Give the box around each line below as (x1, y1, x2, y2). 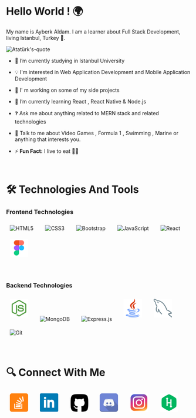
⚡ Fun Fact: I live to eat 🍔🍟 (14, 148, 79, 155)
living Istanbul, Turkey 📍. (6, 34, 66, 41)
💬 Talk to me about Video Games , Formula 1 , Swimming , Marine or (14, 129, 179, 136)
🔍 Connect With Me (6, 366, 106, 379)
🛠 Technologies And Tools (6, 183, 139, 196)
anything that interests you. (14, 136, 81, 143)
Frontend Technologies (6, 208, 74, 216)
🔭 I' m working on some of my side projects (14, 86, 120, 93)
